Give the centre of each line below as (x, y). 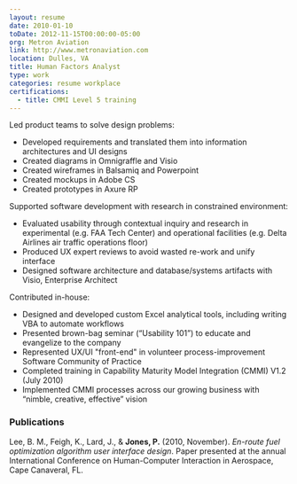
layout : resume (37, 17)
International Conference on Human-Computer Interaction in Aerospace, (141, 460)
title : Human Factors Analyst (65, 67)
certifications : (39, 91)
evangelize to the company (71, 343)
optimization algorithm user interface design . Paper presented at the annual (148, 451)
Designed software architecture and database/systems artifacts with (147, 270)
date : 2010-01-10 (41, 26)
